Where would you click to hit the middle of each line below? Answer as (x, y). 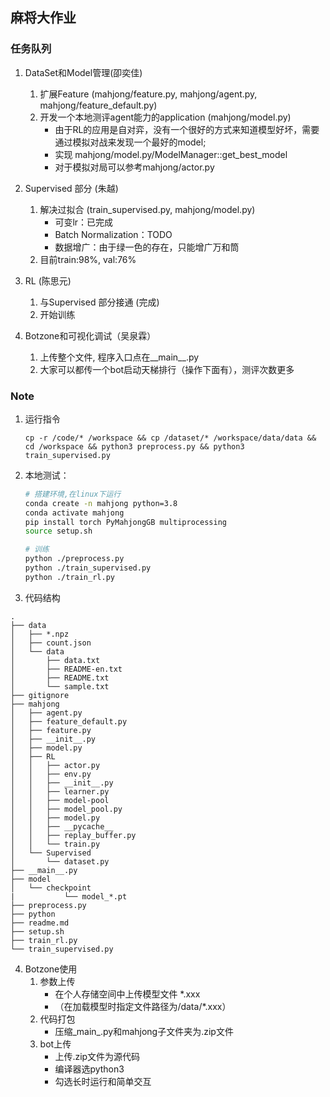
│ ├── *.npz (40, 634)
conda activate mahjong (74, 513)
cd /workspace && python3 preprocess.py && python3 (134, 446)
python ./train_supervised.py (88, 568)
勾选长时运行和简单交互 (103, 1081)
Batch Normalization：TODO (113, 234)
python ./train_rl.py (69, 577)
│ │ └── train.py (55, 844)
